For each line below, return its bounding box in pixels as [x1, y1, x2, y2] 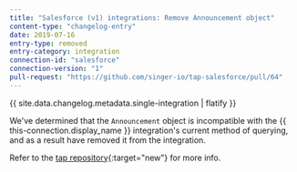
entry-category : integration [9, 47, 120, 56]
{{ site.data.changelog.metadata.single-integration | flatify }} [9, 97, 237, 108]
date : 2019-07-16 [9, 30, 76, 39]
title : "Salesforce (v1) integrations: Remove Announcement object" [9, 13, 275, 23]
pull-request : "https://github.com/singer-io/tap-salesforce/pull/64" [9, 73, 283, 82]
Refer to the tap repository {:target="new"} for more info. [9, 152, 221, 163]
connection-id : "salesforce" [9, 56, 120, 65]
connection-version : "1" [9, 65, 104, 74]
